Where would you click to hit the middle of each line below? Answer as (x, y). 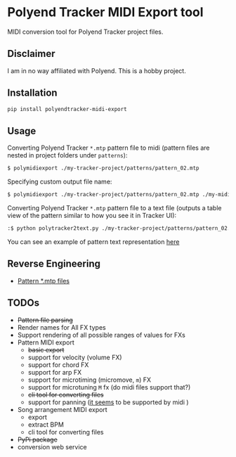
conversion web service (52, 446)
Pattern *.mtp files (44, 281)
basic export (46, 349)
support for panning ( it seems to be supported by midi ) (108, 402)
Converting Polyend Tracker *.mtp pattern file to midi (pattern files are (109, 148)
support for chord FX (58, 365)
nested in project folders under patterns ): (67, 155)
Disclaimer (31, 54)
